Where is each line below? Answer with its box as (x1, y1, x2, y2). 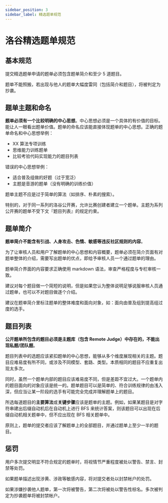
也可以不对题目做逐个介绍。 (22, 289, 80, 295)
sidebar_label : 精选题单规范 (5, 12, 61, 17)
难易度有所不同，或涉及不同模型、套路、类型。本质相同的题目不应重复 (13, 359, 158, 365)
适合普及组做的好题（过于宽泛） (12, 174, 78, 180)
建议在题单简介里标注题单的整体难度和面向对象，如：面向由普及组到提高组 (5, 300, 158, 306)
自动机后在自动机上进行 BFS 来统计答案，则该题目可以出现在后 (31, 405, 161, 411)
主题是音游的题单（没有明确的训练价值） (12, 181, 96, 187)
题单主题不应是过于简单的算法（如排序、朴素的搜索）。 (5, 191, 117, 197)
